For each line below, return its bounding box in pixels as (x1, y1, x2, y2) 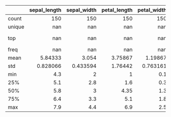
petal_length (101, 7, 133, 13)
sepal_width (66, 7, 97, 13)
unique (8, 23, 24, 30)
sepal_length (29, 7, 62, 13)
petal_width (137, 7, 167, 13)
